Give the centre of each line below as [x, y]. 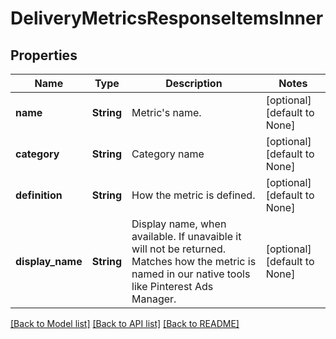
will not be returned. [179, 249]
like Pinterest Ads [172, 286]
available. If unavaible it [186, 236]
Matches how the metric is [194, 261]
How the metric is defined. [193, 195]
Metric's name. [166, 112]
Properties [44, 55]
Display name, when [179, 224]
